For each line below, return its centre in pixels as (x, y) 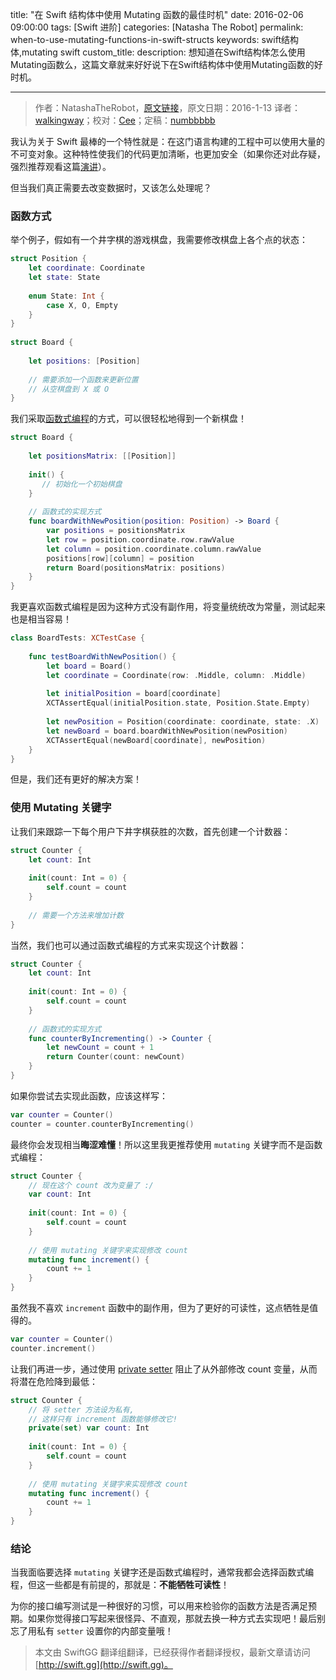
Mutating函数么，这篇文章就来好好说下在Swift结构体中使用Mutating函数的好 (166, 64)
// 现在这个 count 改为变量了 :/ (91, 1185)
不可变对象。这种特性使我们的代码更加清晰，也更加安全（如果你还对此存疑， (168, 154)
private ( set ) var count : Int (89, 1428)
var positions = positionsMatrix (116, 531)
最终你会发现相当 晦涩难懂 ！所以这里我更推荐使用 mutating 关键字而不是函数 (166, 1144)
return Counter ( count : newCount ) (116, 1057)
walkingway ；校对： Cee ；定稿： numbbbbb (125, 120)
